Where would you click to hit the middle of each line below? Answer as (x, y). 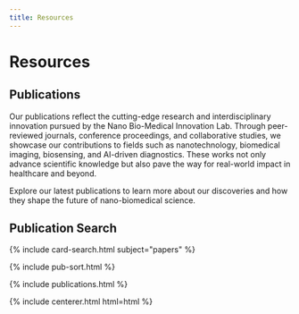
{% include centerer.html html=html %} (81, 301)
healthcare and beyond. (53, 173)
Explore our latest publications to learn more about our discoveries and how (149, 191)
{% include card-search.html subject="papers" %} (103, 250)
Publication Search (63, 229)
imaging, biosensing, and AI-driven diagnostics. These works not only (137, 154)
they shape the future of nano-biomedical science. (103, 200)
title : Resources (42, 17)
